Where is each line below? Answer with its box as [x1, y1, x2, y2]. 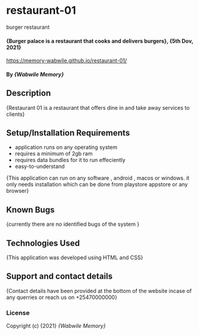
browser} [6, 187, 29, 195]
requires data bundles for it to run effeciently [14, 157, 126, 164]
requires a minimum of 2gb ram [14, 150, 93, 157]
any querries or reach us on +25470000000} [6, 294, 117, 301]
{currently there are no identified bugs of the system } [6, 220, 140, 228]
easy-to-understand [14, 163, 65, 170]
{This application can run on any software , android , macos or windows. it [6, 175, 190, 182]
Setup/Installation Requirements [6, 127, 130, 138]
